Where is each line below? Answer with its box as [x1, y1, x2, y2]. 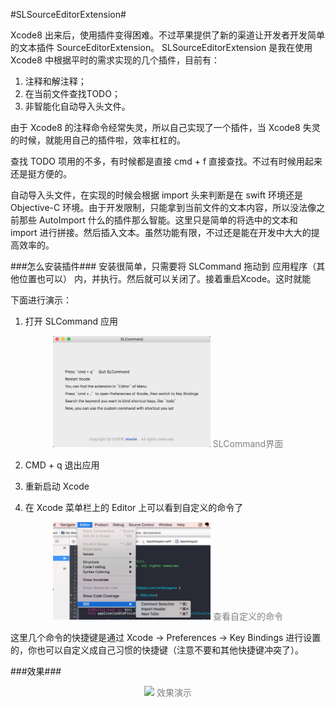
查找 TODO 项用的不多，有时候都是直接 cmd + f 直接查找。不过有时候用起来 [10, 155, 323, 167]
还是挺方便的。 [10, 168, 72, 179]
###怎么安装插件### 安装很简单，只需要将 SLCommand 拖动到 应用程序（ [10, 260, 317, 272]
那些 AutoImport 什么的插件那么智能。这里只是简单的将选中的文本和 [18, 214, 298, 226]
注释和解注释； [24, 75, 87, 87]
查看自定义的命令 [212, 610, 283, 622]
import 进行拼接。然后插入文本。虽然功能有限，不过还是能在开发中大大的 [10, 227, 312, 238]
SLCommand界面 [212, 437, 284, 449]
